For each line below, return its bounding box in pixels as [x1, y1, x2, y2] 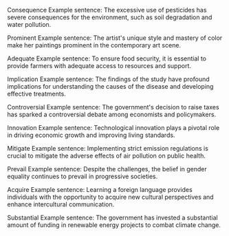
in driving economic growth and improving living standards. [7, 131, 175, 139]
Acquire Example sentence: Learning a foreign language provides [7, 186, 193, 193]
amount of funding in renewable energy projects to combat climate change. [7, 221, 221, 229]
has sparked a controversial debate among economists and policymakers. [7, 110, 217, 118]
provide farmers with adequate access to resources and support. [7, 62, 191, 69]
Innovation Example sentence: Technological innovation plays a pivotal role [7, 124, 220, 131]
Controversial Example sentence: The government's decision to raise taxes [7, 103, 219, 111]
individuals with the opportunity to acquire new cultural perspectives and [7, 193, 215, 201]
